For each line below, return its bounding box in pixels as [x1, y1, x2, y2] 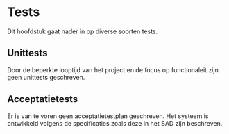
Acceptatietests [7, 93, 78, 105]
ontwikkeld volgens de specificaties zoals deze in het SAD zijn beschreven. [7, 119, 223, 127]
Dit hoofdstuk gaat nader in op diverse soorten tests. [7, 27, 158, 35]
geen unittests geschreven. [7, 73, 85, 81]
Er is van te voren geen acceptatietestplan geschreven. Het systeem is [7, 112, 209, 120]
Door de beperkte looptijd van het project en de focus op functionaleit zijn [7, 65, 219, 74]
